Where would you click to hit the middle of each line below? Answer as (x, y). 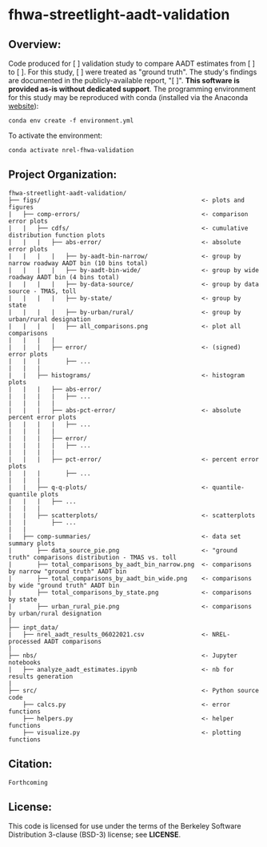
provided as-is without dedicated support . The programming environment (132, 89)
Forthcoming (28, 782)
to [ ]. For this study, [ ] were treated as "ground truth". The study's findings (133, 72)
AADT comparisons (73, 641)
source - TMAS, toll (43, 291)
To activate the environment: (55, 135)
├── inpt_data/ (34, 627)
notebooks (25, 662)
